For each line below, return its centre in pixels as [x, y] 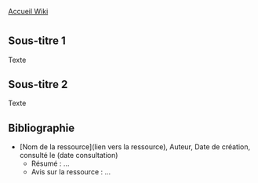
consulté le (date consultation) [69, 156]
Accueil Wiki [28, 11]
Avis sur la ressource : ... [71, 172]
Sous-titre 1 [37, 41]
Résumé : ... [50, 163]
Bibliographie [42, 128]
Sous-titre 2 [38, 84]
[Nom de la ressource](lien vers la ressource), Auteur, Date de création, [135, 147]
